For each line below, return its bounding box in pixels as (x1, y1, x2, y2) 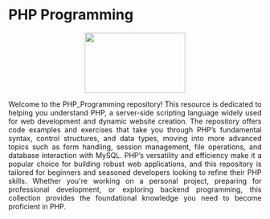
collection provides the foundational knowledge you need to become (8, 193, 262, 202)
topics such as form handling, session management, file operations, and (8, 142, 262, 152)
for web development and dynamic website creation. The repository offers (8, 116, 262, 126)
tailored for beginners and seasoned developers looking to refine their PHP (8, 167, 262, 177)
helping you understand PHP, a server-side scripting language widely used (8, 107, 262, 117)
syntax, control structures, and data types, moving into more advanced (8, 133, 262, 143)
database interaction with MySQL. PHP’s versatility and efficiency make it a (8, 150, 262, 160)
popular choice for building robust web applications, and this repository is (8, 159, 262, 168)
